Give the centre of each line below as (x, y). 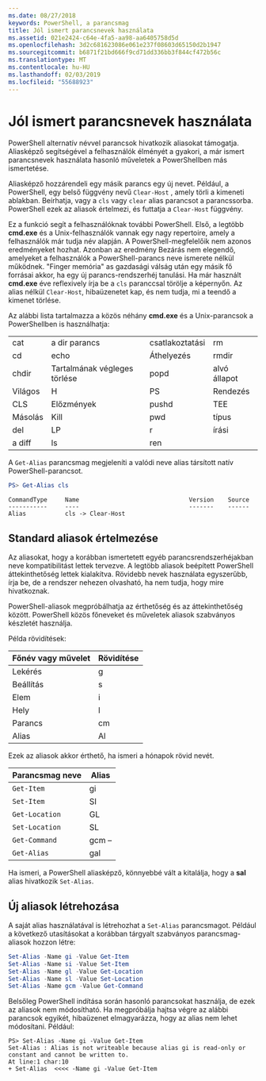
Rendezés (231, 391)
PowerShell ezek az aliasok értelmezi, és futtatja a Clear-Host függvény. (126, 209)
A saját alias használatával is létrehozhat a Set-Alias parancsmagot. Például (133, 925)
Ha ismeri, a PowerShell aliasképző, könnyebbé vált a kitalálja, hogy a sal (127, 873)
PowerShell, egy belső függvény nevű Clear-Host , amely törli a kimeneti (126, 192)
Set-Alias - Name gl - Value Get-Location (76, 971)
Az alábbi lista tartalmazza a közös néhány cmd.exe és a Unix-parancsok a (131, 316)
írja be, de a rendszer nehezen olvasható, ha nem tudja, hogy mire (116, 583)
